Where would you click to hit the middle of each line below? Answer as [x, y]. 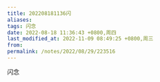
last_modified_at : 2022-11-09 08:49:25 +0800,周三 [80, 39]
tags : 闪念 [22, 26]
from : [15, 45]
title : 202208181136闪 [39, 13]
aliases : [20, 20]
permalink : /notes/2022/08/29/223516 [61, 52]
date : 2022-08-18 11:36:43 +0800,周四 [62, 32]
